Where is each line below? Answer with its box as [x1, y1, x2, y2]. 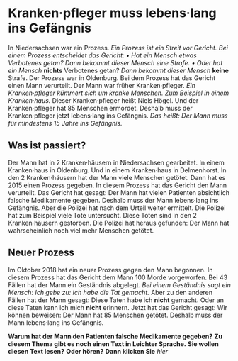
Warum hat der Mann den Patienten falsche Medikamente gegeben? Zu [8, 332, 222, 340]
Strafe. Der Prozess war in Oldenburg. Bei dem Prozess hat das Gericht [8, 73, 216, 82]
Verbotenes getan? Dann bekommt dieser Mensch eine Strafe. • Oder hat [8, 58, 223, 67]
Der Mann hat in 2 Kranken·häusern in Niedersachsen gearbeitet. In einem [8, 158, 225, 167]
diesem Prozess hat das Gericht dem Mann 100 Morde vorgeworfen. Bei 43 [8, 273, 228, 282]
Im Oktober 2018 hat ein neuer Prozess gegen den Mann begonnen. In [8, 265, 213, 274]
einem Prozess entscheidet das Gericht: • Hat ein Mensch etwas [8, 51, 197, 60]
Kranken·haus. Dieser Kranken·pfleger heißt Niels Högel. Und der [8, 96, 199, 104]
